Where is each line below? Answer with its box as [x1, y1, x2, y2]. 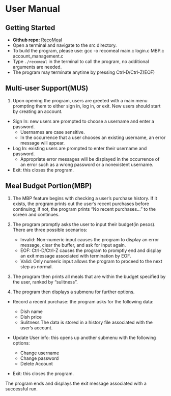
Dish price [20, 314, 42, 320]
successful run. [5, 385, 38, 392]
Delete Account [20, 360, 53, 366]
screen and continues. [12, 211, 60, 217]
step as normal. [20, 263, 53, 270]
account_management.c [12, 53, 64, 59]
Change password [20, 355, 59, 361]
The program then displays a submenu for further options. [12, 289, 135, 295]
